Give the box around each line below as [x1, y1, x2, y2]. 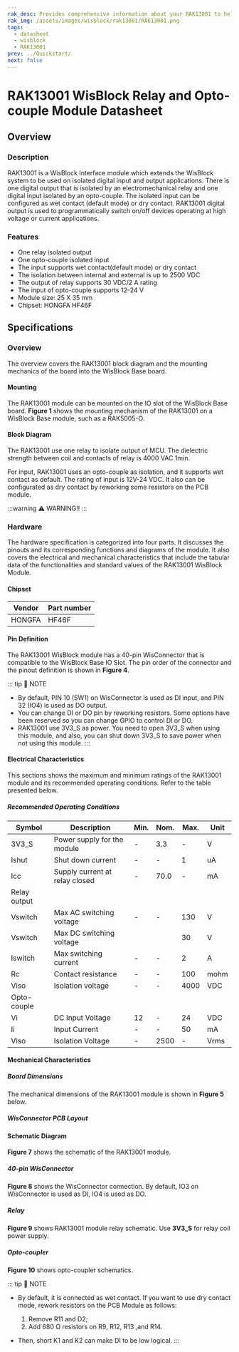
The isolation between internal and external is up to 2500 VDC [17, 270, 201, 279]
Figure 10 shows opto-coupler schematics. [7, 1266, 134, 1274]
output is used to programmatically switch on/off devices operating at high [7, 206, 226, 215]
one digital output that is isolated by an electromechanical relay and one [7, 183, 218, 192]
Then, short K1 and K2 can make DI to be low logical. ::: [17, 1336, 180, 1344]
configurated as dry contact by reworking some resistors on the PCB [7, 483, 208, 492]
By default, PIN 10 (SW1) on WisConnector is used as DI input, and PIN [17, 693, 224, 702]
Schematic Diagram [7, 1132, 68, 1140]
